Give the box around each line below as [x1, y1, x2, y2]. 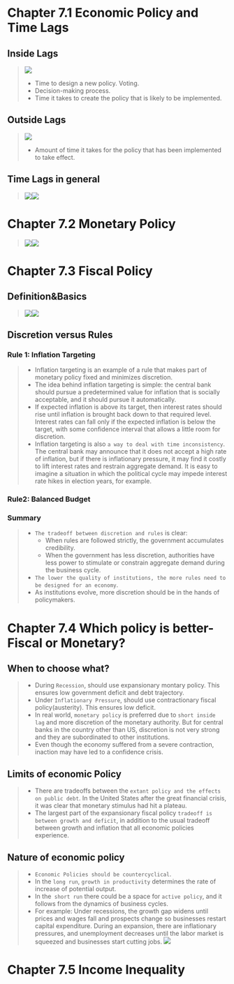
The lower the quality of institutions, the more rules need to [34, 574, 226, 582]
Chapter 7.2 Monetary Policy [7, 216, 176, 232]
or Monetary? [45, 635, 126, 650]
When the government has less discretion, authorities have [45, 551, 215, 560]
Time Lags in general [7, 173, 100, 186]
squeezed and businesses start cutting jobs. [34, 937, 163, 946]
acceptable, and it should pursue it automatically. [34, 396, 177, 404]
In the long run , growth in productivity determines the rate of [34, 877, 217, 886]
